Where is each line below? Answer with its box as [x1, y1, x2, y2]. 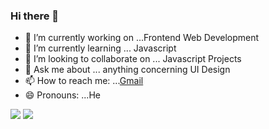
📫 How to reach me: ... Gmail [24, 75, 144, 87]
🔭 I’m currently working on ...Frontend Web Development [24, 32, 260, 44]
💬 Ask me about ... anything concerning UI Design [24, 64, 231, 76]
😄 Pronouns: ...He [24, 89, 101, 101]
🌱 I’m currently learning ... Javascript [24, 42, 177, 54]
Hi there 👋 [10, 9, 60, 23]
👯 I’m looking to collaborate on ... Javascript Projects [24, 53, 242, 65]
